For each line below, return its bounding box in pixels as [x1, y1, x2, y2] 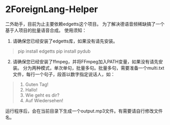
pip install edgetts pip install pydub [17, 48, 91, 54]
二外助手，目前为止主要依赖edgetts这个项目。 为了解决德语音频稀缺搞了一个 [5, 21, 165, 27]
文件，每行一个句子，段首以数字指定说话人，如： [12, 71, 115, 77]
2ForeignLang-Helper [5, 4, 98, 15]
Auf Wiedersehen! [25, 97, 63, 103]
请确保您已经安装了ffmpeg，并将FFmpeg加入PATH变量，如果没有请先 [12, 58, 159, 64]
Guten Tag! [25, 81, 49, 87]
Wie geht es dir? [25, 92, 60, 98]
